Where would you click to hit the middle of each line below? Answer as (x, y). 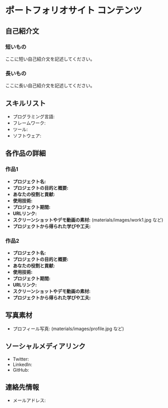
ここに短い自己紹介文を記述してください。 (50, 59)
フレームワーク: (29, 123)
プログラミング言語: (34, 116)
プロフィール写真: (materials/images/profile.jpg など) (68, 329)
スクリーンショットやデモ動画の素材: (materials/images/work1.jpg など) (88, 220)
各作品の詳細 (26, 153)
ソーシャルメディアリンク (46, 346)
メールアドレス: (29, 400)
